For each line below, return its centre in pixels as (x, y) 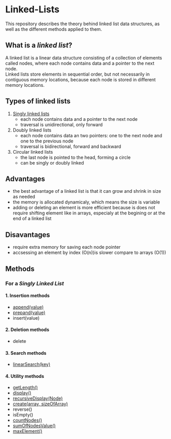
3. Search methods (26, 353)
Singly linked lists (31, 114)
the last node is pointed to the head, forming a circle (76, 157)
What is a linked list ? (39, 45)
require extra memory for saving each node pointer (67, 247)
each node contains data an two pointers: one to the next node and (91, 135)
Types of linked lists (38, 101)
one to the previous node (47, 141)
